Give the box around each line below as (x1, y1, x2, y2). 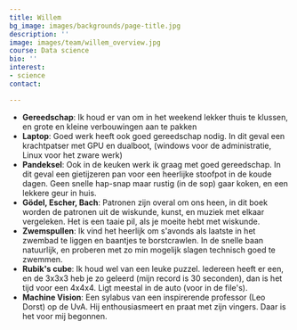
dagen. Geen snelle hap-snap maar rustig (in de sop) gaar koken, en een (21, 177, 289, 188)
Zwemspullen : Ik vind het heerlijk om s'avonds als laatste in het (21, 225, 256, 236)
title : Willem (9, 12, 62, 22)
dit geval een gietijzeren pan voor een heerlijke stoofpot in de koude (21, 169, 272, 179)
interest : (9, 63, 46, 72)
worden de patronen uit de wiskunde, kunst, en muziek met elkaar (21, 206, 265, 217)
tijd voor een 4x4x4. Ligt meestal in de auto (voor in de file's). (21, 282, 248, 293)
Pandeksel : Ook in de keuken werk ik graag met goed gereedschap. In (21, 159, 282, 169)
